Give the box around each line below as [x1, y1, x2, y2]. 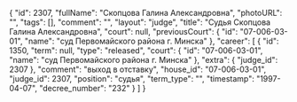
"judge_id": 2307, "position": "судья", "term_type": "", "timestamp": [9, 74, 254, 83]
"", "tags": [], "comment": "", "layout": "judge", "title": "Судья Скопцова [9, 17, 271, 27]
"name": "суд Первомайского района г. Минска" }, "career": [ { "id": [24, 35, 279, 46]
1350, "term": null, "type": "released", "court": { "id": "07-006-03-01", [9, 45, 263, 56]
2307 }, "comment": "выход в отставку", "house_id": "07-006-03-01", [9, 64, 267, 75]
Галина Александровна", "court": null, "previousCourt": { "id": [9, 27, 238, 36]
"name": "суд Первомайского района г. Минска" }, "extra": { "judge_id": [9, 55, 278, 65]
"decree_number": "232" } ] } [39, 83, 146, 93]
